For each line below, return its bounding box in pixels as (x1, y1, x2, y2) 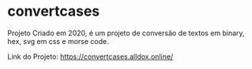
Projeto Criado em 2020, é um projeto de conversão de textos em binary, (7, 28, 246, 38)
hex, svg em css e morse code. (7, 36, 110, 45)
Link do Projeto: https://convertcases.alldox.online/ (7, 52, 174, 61)
